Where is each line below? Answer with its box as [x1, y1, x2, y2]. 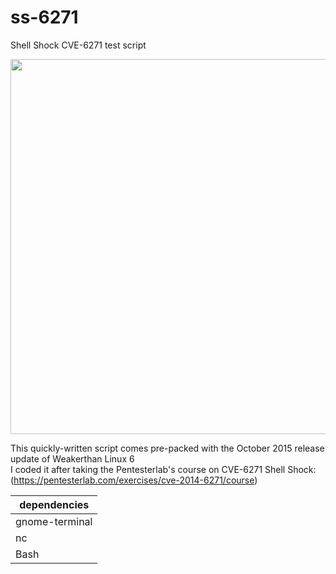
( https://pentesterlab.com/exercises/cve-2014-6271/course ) [10, 474, 258, 486]
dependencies [19, 497, 90, 511]
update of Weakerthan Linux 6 [10, 452, 135, 465]
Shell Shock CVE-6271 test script [10, 39, 147, 51]
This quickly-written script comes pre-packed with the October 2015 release [10, 442, 325, 454]
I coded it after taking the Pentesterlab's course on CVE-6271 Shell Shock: [10, 463, 317, 475]
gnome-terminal [15, 514, 93, 528]
